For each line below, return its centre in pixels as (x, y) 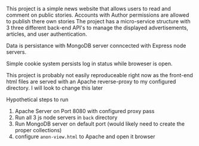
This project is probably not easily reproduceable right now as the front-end (99, 75)
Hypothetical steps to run (37, 99)
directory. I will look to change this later (55, 88)
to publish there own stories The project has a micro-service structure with (98, 21)
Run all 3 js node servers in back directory (66, 117)
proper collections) (38, 130)
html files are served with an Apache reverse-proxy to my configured (91, 81)
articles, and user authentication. (47, 34)
